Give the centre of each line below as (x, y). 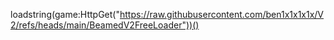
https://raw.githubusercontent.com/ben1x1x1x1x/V (222, 14)
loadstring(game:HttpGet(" (65, 14)
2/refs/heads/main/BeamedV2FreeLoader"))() (105, 25)
